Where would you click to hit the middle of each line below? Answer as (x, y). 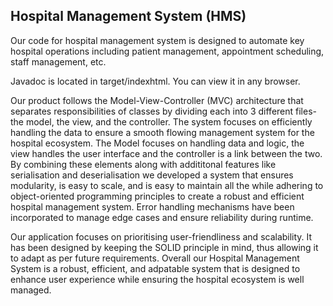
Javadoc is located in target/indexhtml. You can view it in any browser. (155, 81)
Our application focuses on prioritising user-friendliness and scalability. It (161, 236)
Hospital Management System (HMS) (128, 16)
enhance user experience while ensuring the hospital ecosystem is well (157, 279)
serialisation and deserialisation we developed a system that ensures (152, 175)
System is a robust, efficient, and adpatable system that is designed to (155, 268)
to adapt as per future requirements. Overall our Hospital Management (155, 258)
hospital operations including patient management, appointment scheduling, (167, 51)
